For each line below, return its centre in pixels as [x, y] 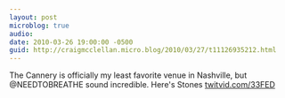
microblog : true [39, 26]
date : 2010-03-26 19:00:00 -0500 [71, 42]
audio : [21, 34]
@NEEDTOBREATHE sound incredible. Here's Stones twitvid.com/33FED [142, 85]
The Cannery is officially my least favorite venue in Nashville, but [128, 75]
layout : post [33, 17]
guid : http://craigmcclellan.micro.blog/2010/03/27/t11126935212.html [143, 50]
